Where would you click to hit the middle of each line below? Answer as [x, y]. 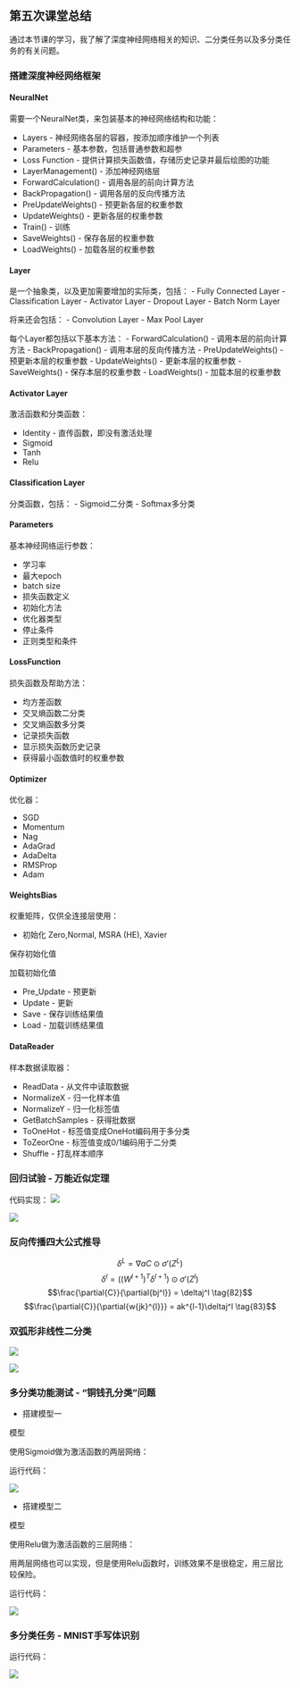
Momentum [43, 827]
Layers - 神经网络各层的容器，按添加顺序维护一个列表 [121, 138]
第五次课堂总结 [50, 16]
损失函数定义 [46, 596]
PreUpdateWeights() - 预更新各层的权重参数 [103, 205]
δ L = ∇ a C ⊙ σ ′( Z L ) [150, 1262]
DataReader [32, 1046]
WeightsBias [33, 895]
